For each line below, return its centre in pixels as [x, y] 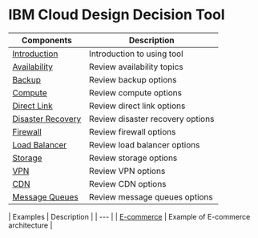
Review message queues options [151, 196]
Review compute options [136, 92]
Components [46, 40]
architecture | [30, 225]
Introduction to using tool [136, 54]
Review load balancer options [145, 144]
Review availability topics [137, 67]
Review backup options [133, 79]
